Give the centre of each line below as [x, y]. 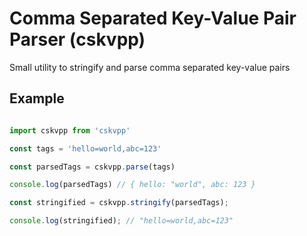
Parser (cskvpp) [77, 39]
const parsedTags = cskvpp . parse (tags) [92, 167]
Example [37, 98]
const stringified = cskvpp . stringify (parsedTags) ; [119, 203]
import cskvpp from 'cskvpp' [70, 130]
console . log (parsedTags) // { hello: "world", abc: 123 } [132, 185]
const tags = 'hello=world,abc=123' [85, 148]
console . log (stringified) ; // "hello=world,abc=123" [121, 221]
